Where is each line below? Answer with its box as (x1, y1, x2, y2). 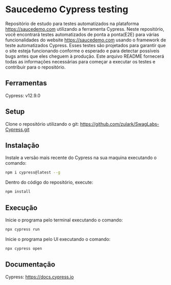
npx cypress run (5, 227, 40, 232)
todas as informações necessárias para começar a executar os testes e (5, 58, 156, 64)
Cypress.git (5, 126, 30, 133)
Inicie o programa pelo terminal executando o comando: (5, 216, 124, 223)
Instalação (5, 141, 40, 149)
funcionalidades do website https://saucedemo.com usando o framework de (5, 37, 166, 43)
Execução (5, 203, 38, 212)
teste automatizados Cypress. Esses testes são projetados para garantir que (5, 42, 166, 48)
